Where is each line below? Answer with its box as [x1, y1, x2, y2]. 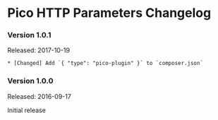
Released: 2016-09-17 [7, 92, 72, 100]
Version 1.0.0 [7, 76, 54, 86]
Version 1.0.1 [7, 30, 52, 40]
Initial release [7, 106, 46, 114]
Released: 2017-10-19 [7, 46, 71, 54]
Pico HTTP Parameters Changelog [7, 5, 212, 21]
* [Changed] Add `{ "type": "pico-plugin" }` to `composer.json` [7, 60, 203, 67]
